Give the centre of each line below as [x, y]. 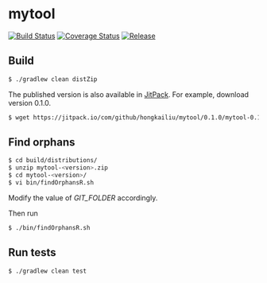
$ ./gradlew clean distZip [53, 79]
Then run [23, 213]
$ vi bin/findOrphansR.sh [51, 182]
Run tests [32, 252]
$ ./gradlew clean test [48, 271]
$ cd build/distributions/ [53, 161]
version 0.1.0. [30, 103]
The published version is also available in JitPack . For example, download [128, 94]
